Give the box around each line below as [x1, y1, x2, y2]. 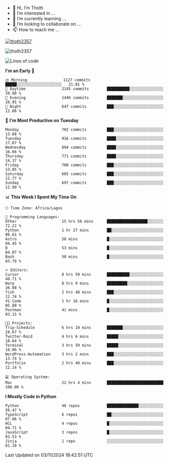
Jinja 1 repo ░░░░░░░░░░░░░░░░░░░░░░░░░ [5, 439, 164, 444]
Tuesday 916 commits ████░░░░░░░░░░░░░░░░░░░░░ [5, 136, 164, 141]
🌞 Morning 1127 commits [5, 77, 91, 82]
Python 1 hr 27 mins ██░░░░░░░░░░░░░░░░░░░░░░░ [5, 228, 164, 233]
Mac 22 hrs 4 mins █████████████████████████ [5, 380, 164, 385]
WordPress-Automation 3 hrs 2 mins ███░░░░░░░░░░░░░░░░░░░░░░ [5, 352, 164, 357]
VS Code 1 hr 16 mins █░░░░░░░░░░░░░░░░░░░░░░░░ [5, 299, 164, 304]
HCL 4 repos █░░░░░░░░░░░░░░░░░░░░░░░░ [5, 421, 164, 426]
